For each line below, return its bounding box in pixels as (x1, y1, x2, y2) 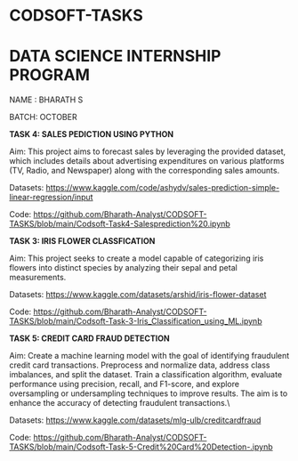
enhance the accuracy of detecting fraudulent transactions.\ (9, 398, 230, 408)
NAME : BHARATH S (9, 94, 84, 105)
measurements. (9, 272, 67, 283)
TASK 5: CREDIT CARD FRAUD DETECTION (9, 333, 171, 344)
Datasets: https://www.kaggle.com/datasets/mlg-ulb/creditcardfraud (9, 415, 262, 425)
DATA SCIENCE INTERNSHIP (9, 46, 221, 67)
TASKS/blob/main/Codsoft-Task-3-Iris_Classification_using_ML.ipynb (9, 316, 262, 327)
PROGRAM (9, 65, 91, 85)
